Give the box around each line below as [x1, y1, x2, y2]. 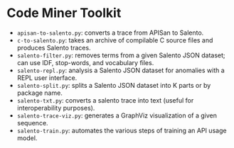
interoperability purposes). [16, 103, 95, 112]
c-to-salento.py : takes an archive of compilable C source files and [16, 35, 213, 44]
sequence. [16, 118, 48, 127]
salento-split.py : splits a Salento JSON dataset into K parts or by [16, 81, 211, 89]
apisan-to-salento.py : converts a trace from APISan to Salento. [16, 28, 204, 37]
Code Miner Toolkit [6, 5, 122, 21]
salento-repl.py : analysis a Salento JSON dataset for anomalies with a [16, 66, 225, 74]
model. [16, 133, 38, 142]
